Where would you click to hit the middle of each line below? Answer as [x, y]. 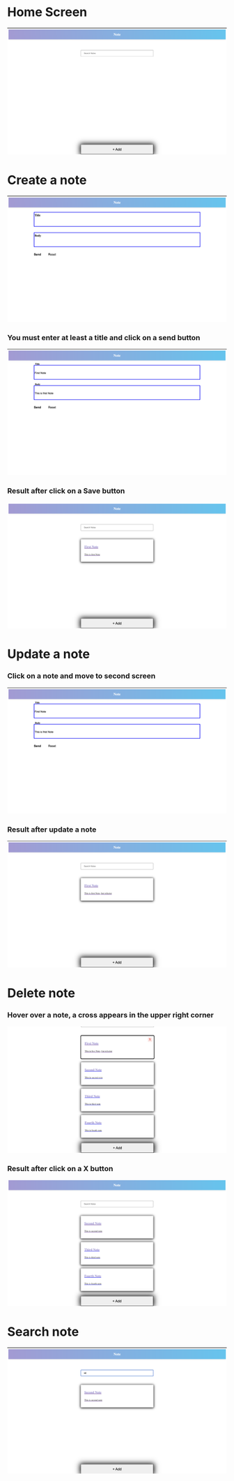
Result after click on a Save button [66, 491]
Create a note [47, 180]
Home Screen [47, 12]
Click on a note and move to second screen [81, 676]
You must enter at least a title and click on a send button [104, 337]
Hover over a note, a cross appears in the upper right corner [111, 1015]
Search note [43, 1332]
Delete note [41, 993]
